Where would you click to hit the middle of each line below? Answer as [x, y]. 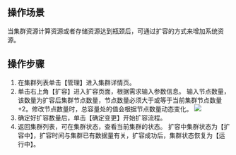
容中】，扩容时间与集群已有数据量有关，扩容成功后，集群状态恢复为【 [118, 135]
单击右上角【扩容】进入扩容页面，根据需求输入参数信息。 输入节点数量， [124, 91]
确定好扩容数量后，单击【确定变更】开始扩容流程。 [92, 118]
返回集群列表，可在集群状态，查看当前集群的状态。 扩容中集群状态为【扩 [124, 126]
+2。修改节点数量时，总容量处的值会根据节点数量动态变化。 [105, 108]
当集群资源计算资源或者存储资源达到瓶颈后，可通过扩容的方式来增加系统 [112, 31]
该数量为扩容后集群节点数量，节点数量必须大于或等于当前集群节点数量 [120, 100]
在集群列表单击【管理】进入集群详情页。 [76, 82]
